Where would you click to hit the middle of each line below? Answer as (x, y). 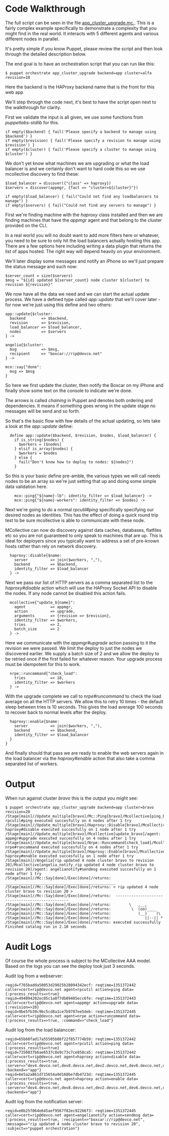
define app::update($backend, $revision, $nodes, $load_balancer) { (83, 435)
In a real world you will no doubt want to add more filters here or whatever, (82, 235)
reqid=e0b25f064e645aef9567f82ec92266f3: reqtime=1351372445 (71, 1111)
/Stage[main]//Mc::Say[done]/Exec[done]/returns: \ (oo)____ (81, 909)
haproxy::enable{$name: (34, 721)
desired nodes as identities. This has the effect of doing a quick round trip (82, 515)
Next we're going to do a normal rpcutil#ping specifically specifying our (80, 509)
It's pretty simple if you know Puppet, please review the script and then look (84, 48)
